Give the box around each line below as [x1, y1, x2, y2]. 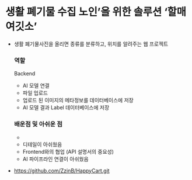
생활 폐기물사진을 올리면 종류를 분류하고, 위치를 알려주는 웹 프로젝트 [13, 40, 169, 47]
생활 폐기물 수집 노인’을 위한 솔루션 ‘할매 [5, 5, 187, 19]
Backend [13, 70, 36, 77]
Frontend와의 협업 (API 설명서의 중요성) [22, 148, 114, 155]
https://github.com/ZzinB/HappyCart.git [13, 167, 110, 174]
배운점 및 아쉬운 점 [13, 120, 62, 129]
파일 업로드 [22, 89, 48, 96]
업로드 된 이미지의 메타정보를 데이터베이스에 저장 [22, 97, 134, 104]
